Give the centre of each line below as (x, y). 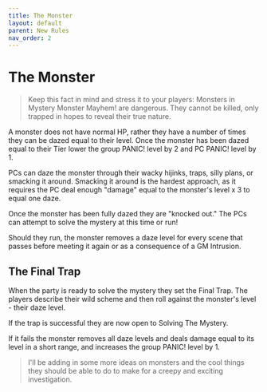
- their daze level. (37, 307)
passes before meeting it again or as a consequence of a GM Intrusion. (125, 246)
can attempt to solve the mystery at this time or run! (93, 222)
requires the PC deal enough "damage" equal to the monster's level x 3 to (129, 190)
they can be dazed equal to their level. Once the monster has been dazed (129, 141)
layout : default (35, 23)
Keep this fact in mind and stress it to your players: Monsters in (131, 100)
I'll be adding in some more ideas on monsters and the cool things (136, 362)
